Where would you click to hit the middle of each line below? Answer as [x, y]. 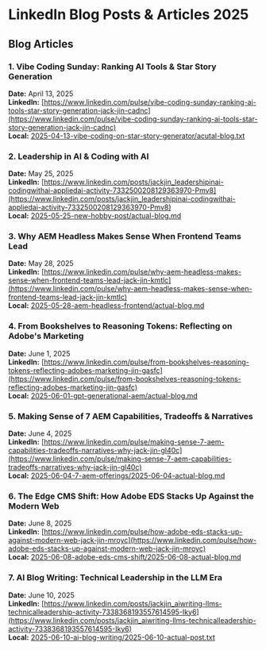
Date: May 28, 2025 [41, 263]
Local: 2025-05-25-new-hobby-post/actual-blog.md [95, 216]
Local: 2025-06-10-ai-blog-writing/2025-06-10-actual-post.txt [112, 637]
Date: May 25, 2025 [41, 174]
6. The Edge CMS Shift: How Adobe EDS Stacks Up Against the [131, 496]
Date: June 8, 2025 [40, 523]
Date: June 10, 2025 [42, 595]
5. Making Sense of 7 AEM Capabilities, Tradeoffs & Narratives [131, 416]
